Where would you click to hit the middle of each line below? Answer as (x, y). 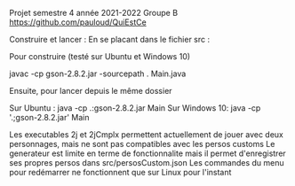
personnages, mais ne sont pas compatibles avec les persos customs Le (142, 144)
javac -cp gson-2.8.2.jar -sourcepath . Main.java (98, 74)
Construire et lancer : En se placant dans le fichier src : (110, 39)
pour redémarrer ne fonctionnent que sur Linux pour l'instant (120, 172)
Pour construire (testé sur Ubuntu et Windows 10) (100, 56)
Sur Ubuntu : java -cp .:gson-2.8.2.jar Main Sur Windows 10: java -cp (135, 108)
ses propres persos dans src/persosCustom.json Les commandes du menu (147, 163)
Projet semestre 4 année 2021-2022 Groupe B (94, 13)
